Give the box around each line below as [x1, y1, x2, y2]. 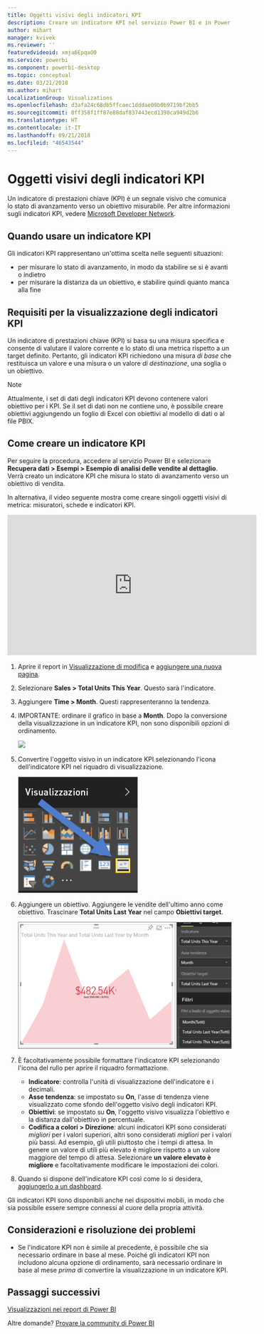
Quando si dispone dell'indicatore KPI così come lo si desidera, [17, 1174, 203, 1183]
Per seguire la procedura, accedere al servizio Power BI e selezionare [7, 456, 211, 465]
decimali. [28, 1085, 56, 1093]
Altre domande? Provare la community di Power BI [7, 1319, 155, 1328]
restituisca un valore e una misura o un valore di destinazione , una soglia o [7, 359, 226, 368]
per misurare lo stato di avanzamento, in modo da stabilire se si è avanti [17, 263, 228, 272]
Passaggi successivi [7, 1286, 101, 1298]
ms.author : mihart [7, 86, 62, 94]
